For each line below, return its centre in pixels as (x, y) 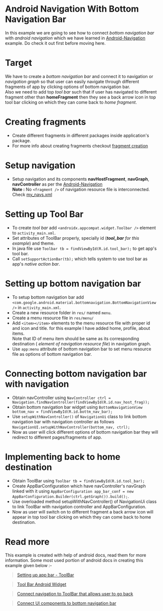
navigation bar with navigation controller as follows (63, 421)
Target (19, 63)
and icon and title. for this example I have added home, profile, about (81, 328)
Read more (27, 542)
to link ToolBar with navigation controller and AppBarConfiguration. (79, 506)
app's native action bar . (36, 264)
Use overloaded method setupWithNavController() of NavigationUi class (84, 501)
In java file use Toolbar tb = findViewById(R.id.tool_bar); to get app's (84, 248)
